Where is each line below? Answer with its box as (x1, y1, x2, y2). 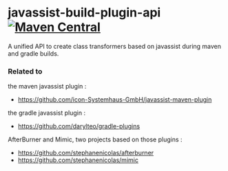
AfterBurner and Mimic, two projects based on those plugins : (8, 135, 183, 144)
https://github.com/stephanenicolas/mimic (17, 156, 138, 164)
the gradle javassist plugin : (8, 109, 85, 117)
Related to (8, 67, 43, 76)
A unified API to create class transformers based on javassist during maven (8, 42, 222, 50)
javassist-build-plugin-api (8, 5, 161, 21)
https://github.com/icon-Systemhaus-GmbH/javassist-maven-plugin (17, 95, 212, 104)
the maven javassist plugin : (8, 82, 87, 91)
